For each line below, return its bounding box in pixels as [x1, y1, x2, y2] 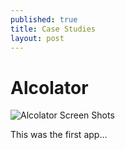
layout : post [10, 33, 65, 43]
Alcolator [10, 76, 89, 99]
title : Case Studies [10, 24, 97, 34]
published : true [10, 14, 78, 25]
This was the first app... [10, 129, 108, 141]
